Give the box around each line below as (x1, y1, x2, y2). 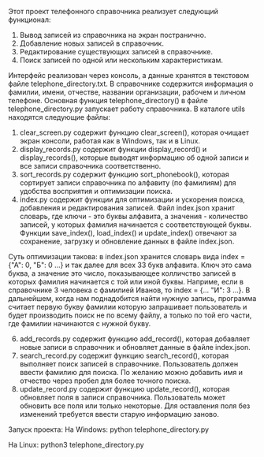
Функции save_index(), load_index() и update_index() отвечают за (19, 228, 237, 237)
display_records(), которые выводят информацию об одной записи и (19, 153, 250, 162)
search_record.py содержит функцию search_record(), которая (19, 351, 229, 360)
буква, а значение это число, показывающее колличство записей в (8, 269, 236, 278)
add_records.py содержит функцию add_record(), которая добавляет (19, 334, 251, 344)
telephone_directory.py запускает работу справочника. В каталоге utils (8, 104, 246, 113)
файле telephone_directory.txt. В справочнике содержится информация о (8, 79, 254, 88)
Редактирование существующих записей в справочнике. (19, 47, 213, 56)
